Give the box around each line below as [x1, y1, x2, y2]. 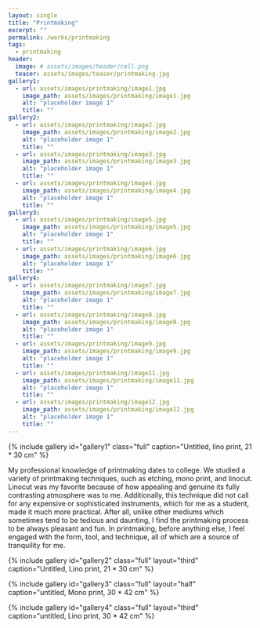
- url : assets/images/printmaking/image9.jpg [15, 340, 167, 348]
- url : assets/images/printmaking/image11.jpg [15, 369, 170, 377]
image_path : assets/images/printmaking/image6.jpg [22, 252, 191, 260]
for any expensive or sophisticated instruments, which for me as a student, [8, 498, 249, 508]
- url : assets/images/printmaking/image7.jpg [15, 282, 167, 290]
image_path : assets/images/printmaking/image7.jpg [22, 289, 191, 297]
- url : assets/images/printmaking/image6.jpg [15, 245, 167, 253]
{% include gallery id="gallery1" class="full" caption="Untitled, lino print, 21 [8, 441, 252, 451]
